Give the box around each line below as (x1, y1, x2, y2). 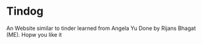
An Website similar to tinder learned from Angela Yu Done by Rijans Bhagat (6, 24, 196, 32)
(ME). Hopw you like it (6, 31, 63, 38)
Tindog (6, 4, 44, 18)
